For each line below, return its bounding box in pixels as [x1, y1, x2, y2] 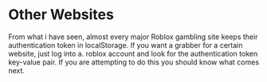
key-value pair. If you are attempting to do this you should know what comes [8, 57, 260, 67]
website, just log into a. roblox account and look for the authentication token [8, 49, 258, 58]
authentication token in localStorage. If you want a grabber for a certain [8, 40, 243, 49]
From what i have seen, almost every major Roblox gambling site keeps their [8, 32, 258, 41]
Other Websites [8, 6, 114, 24]
